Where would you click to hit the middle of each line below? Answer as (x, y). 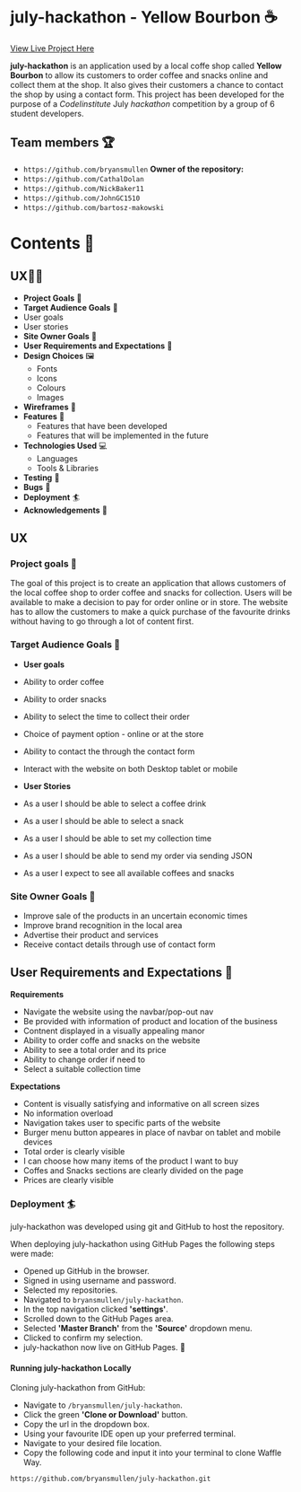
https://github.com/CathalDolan (83, 179)
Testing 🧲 (41, 478)
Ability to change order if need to (84, 1059)
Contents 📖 (52, 243)
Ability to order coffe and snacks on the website (112, 1040)
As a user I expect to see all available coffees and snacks (129, 873)
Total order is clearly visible (74, 1151)
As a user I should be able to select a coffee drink (115, 803)
